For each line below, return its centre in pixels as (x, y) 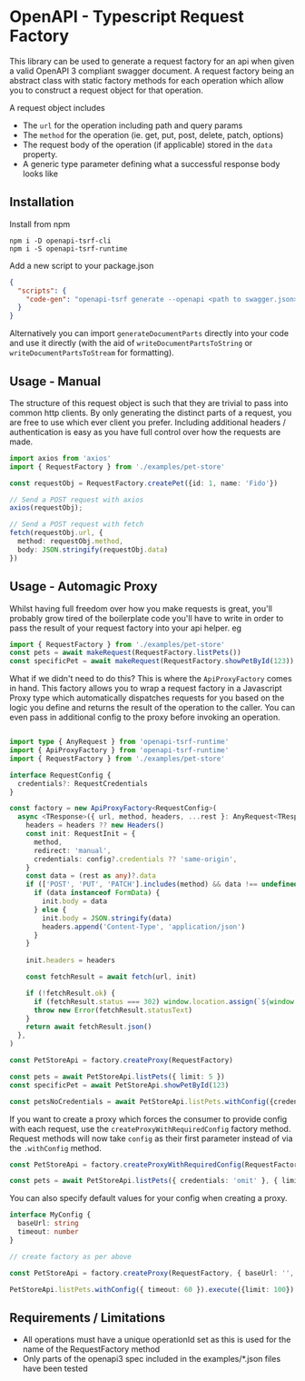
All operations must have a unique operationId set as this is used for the (157, 1340)
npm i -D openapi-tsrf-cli (60, 241)
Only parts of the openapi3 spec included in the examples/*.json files (152, 1359)
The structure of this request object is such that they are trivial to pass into (149, 402)
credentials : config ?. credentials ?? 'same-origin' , (135, 859)
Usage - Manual (55, 381)
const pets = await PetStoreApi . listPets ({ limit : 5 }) (117, 1077)
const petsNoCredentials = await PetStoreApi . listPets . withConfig (138, 1101)
